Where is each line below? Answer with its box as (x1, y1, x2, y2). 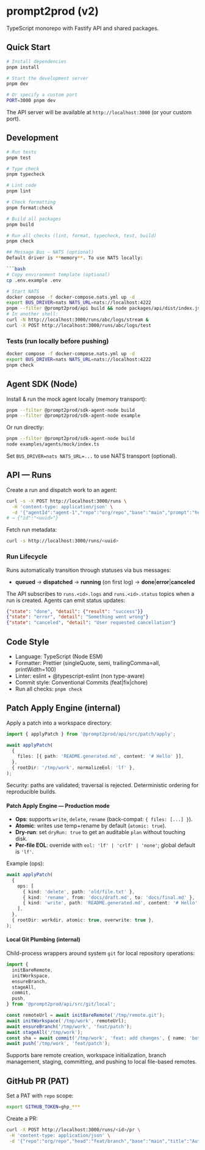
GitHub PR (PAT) (6, 1075, 70, 1086)
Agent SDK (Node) (6, 379, 78, 389)
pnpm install (6, 64, 40, 70)
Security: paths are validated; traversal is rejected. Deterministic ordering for (6, 781, 199, 789)
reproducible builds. (6, 788, 57, 795)
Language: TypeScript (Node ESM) (15, 653, 103, 660)
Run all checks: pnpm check (15, 685, 82, 692)
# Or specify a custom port (6, 92, 78, 98)
